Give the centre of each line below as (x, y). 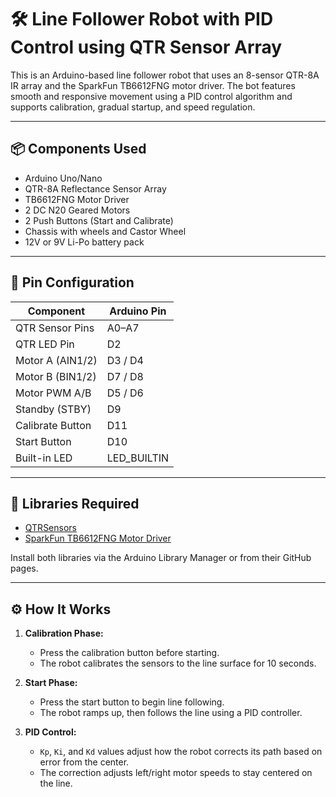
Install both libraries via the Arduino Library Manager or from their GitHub (161, 558)
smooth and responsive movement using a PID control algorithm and (151, 96)
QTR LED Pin (45, 344)
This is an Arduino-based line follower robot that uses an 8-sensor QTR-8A (165, 75)
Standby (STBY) (53, 409)
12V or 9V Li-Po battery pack (84, 242)
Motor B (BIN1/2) (56, 376)
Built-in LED (44, 458)
